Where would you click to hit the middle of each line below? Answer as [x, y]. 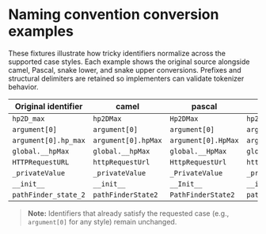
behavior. [23, 87]
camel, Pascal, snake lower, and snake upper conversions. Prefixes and [125, 70]
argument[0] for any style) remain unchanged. [102, 221]
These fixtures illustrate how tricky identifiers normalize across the [117, 53]
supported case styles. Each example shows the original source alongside [129, 62]
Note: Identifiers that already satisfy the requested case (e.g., [128, 213]
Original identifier [49, 106]
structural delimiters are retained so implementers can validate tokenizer [126, 78]
